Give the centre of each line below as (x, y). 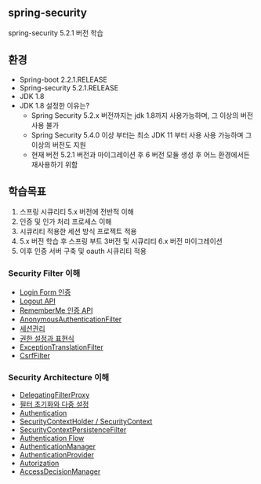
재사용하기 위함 (54, 164)
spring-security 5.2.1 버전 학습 (56, 33)
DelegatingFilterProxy (54, 395)
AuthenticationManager (58, 446)
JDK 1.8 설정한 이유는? (54, 105)
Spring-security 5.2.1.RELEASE (69, 88)
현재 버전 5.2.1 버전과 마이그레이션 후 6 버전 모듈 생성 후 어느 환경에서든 (141, 154)
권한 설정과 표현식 (47, 338)
